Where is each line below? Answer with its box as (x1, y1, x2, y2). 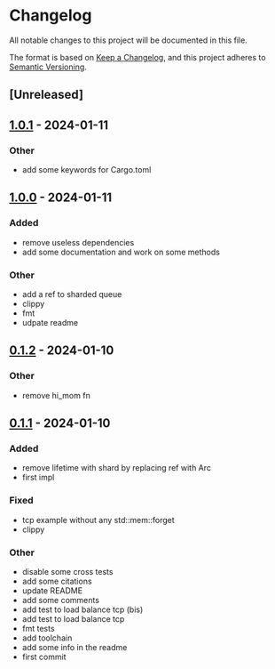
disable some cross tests (21, 566, 114, 576)
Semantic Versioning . (9, 61, 87, 72)
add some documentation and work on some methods (21, 246, 220, 257)
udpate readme (21, 318, 78, 327)
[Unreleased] (9, 87, 84, 102)
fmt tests (21, 623, 55, 633)
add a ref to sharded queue (21, 289, 122, 299)
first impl (21, 472, 55, 483)
